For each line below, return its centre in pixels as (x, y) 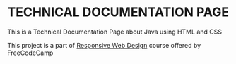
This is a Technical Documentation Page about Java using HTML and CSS (115, 32)
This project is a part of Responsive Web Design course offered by (104, 45)
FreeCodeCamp (30, 53)
